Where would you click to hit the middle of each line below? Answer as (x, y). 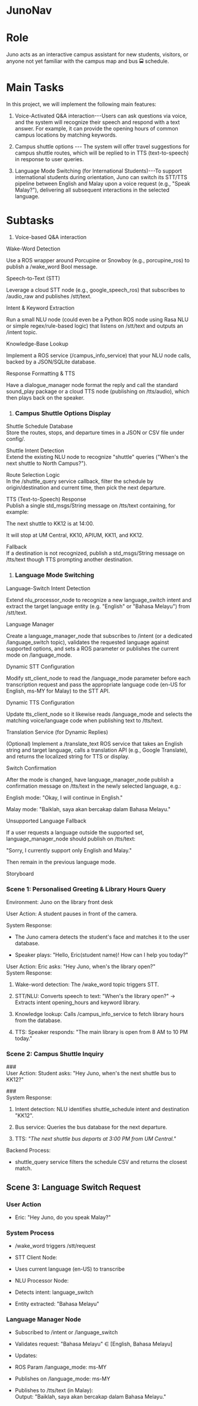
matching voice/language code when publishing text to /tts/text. (85, 720)
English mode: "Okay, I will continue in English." (65, 797)
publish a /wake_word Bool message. (52, 267)
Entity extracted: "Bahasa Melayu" (57, 1304)
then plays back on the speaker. (45, 398)
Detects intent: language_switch (54, 1292)
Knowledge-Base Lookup (37, 344)
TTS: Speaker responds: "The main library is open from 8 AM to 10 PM (101, 1032)
